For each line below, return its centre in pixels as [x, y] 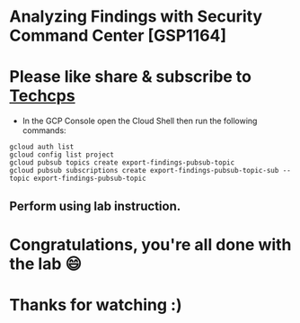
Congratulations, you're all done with [150, 244]
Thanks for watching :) [96, 305]
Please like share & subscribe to [131, 77]
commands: [44, 130]
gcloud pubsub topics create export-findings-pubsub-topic [122, 163]
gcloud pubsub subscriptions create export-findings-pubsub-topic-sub [144, 171]
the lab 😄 [46, 264]
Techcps [42, 96]
